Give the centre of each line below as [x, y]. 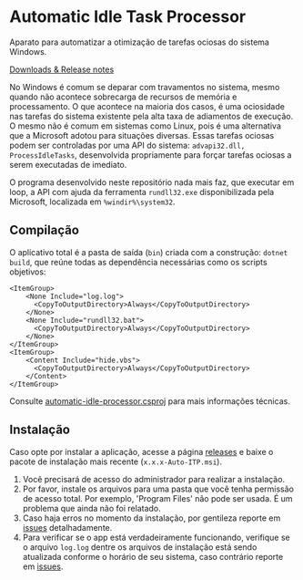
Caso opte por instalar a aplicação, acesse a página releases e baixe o [141, 451]
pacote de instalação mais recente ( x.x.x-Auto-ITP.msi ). [116, 461]
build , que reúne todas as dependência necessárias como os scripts [138, 262]
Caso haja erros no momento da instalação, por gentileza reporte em [151, 518]
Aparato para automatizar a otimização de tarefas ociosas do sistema [140, 42]
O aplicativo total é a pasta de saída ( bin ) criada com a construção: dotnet [149, 252]
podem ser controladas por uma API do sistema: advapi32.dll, [127, 145]
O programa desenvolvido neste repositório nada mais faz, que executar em [152, 182]
